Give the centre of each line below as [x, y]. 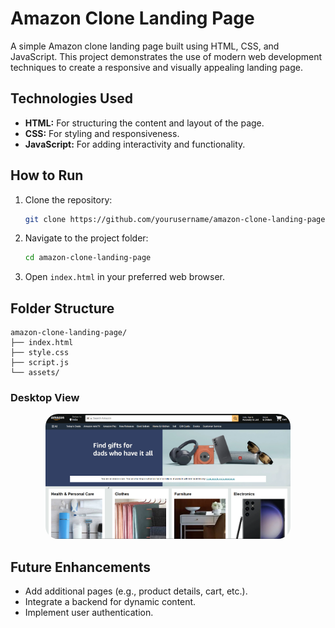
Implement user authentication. [89, 613]
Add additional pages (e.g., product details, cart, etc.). [136, 591]
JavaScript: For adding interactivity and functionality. [135, 144]
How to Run [47, 175]
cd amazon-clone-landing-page [88, 258]
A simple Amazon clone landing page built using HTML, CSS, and [145, 46]
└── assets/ [35, 373]
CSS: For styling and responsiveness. [102, 133]
